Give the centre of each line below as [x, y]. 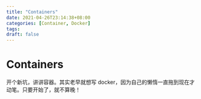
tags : [13, 29]
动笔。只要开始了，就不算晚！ [43, 90]
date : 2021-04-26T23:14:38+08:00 [48, 18]
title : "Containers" [32, 12]
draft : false [23, 35]
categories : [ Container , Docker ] [48, 23]
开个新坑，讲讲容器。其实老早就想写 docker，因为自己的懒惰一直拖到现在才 [100, 82]
